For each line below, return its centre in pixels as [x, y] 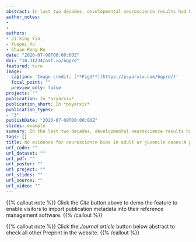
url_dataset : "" [26, 153]
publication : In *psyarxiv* [40, 98]
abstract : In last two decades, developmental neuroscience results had [96, 11]
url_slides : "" [24, 175]
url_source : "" [24, 180]
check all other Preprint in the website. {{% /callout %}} [73, 233]
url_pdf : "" [20, 159]
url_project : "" [26, 170]
